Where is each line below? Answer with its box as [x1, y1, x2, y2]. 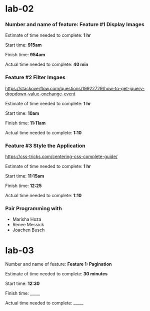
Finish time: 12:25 [5, 183, 42, 189]
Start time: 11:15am [5, 173, 44, 179]
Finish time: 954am [5, 52, 45, 58]
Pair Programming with [5, 205, 62, 212]
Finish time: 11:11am [5, 120, 46, 126]
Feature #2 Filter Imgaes [5, 74, 66, 81]
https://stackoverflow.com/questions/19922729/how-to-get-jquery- [5, 85, 145, 91]
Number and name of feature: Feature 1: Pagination [5, 261, 112, 267]
